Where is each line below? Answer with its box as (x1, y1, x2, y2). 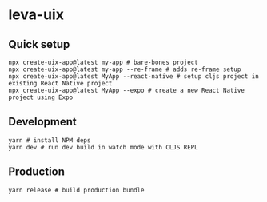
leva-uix (8, 6, 64, 24)
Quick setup (8, 38, 70, 51)
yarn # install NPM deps (8, 136, 91, 145)
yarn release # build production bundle (8, 186, 145, 194)
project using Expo (8, 93, 74, 101)
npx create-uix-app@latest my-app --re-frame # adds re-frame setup (8, 65, 241, 73)
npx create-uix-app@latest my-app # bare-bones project (8, 58, 198, 66)
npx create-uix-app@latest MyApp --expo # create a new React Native (8, 86, 245, 94)
